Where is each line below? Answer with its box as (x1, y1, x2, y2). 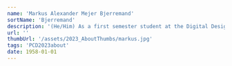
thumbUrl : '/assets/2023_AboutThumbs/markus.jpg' (7, 36, 153, 43)
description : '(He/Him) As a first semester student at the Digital (7, 23, 209, 30)
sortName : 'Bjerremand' (7, 16, 76, 23)
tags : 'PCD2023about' (7, 42, 70, 49)
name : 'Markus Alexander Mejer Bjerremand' (7, 10, 135, 17)
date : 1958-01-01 (7, 49, 57, 56)
